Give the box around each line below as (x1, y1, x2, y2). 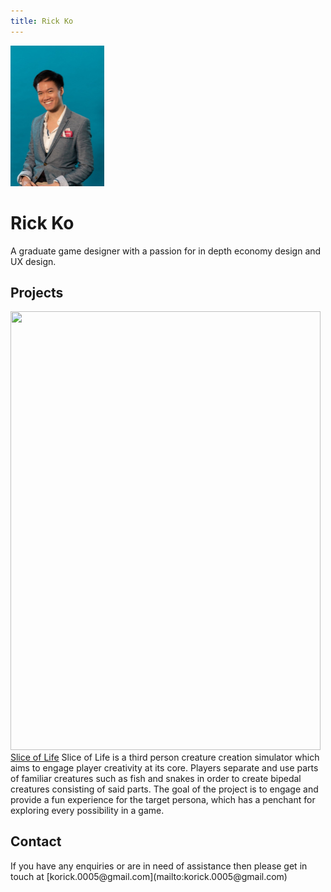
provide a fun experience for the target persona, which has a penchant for (10, 793, 316, 805)
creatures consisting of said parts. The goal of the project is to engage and (10, 783, 319, 795)
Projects (10, 284, 64, 301)
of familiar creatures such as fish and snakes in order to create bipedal (10, 772, 302, 784)
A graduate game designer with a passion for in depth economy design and (10, 245, 322, 257)
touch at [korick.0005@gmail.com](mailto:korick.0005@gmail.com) (10, 870, 288, 882)
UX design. (10, 255, 57, 267)
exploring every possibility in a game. (10, 804, 165, 816)
